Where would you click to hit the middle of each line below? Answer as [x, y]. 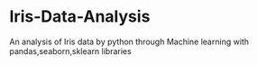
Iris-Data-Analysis [80, 17]
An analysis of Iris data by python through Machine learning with [129, 42]
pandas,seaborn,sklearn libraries [71, 51]
